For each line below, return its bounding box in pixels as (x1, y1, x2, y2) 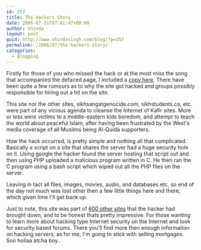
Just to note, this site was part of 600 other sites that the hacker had (6, 205, 175, 212)
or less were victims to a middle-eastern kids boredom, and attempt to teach (6, 113, 195, 120)
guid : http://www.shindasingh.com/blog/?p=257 (6, 36, 124, 42)
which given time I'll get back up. (6, 193, 88, 200)
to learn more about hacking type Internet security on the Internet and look (6, 218, 191, 225)
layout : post (6, 31, 39, 37)
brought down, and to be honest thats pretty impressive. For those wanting (6, 211, 191, 218)
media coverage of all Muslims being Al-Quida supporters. (6, 126, 150, 133)
